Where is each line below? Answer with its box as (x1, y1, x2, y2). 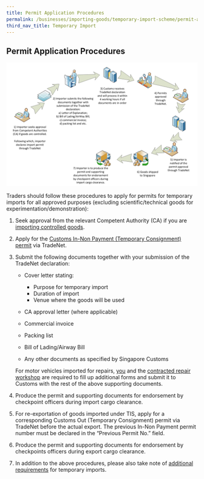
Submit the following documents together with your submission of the (15, 253, 190, 261)
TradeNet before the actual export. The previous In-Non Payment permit (15, 423, 196, 430)
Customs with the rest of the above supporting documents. (15, 380, 163, 388)
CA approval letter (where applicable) (24, 308, 118, 316)
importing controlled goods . (15, 223, 85, 231)
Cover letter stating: (24, 271, 74, 279)
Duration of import (33, 290, 80, 298)
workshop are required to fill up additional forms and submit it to (15, 374, 176, 381)
